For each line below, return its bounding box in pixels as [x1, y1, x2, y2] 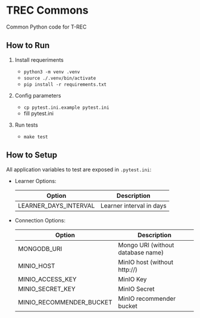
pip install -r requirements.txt [23, 81, 107, 87]
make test [23, 134, 49, 140]
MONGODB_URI [17, 244, 62, 253]
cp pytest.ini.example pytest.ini [23, 105, 110, 111]
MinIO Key [118, 275, 147, 283]
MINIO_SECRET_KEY [17, 285, 76, 293]
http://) [118, 265, 138, 273]
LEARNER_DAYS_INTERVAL [17, 201, 95, 210]
